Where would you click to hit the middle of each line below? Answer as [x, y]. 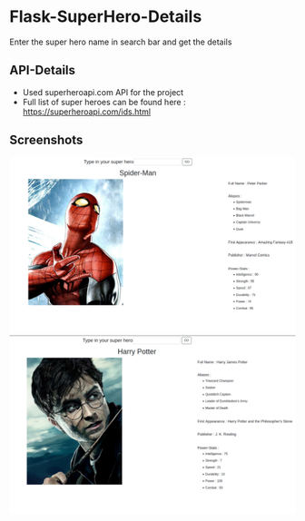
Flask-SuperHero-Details [106, 17]
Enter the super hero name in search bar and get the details [121, 42]
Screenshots [46, 140]
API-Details [42, 70]
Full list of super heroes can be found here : [104, 102]
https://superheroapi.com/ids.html [87, 112]
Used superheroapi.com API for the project [103, 92]
